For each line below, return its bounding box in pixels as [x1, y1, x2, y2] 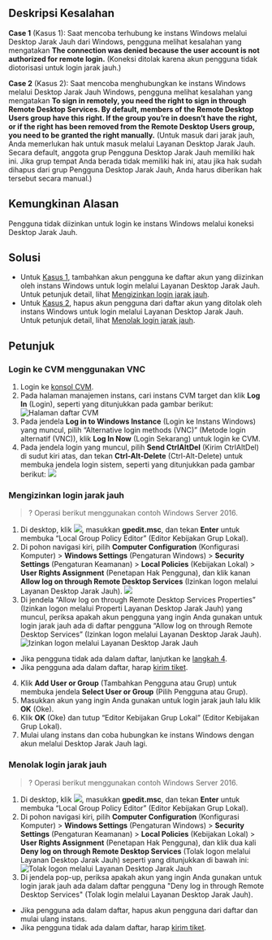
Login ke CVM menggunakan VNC [8, 363, 146, 375]
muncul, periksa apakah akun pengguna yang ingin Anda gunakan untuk [19, 612, 262, 622]
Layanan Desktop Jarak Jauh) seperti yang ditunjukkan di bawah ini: [19, 855, 249, 864]
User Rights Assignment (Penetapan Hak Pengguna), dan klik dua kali [19, 838, 257, 847]
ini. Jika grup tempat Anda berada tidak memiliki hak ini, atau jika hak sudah [8, 156, 262, 166]
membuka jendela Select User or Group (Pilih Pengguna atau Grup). [19, 687, 248, 697]
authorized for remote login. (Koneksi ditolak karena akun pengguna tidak [8, 54, 258, 63]
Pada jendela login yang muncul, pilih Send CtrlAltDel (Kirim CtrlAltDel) [19, 442, 260, 452]
